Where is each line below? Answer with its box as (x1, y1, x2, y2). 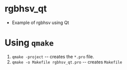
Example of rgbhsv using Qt (11, 19, 69, 25)
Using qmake (4, 37, 54, 48)
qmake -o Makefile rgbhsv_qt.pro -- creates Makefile (11, 58, 123, 65)
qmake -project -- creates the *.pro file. (11, 53, 94, 59)
